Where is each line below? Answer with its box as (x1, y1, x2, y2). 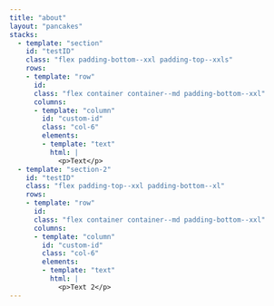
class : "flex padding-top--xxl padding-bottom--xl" (25, 182, 225, 191)
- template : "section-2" (17, 165, 112, 174)
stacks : (9, 30, 39, 39)
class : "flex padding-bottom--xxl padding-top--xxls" (25, 55, 233, 64)
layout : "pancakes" (9, 22, 83, 31)
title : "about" (9, 13, 67, 23)
